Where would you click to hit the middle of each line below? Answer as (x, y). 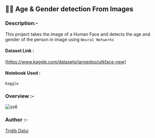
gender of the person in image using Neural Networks (60, 39)
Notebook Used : (23, 73)
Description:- (22, 23)
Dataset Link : (20, 51)
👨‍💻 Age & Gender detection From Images (69, 9)
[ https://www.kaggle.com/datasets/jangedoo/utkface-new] (66, 62)
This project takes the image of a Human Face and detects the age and (78, 34)
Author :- (17, 120)
